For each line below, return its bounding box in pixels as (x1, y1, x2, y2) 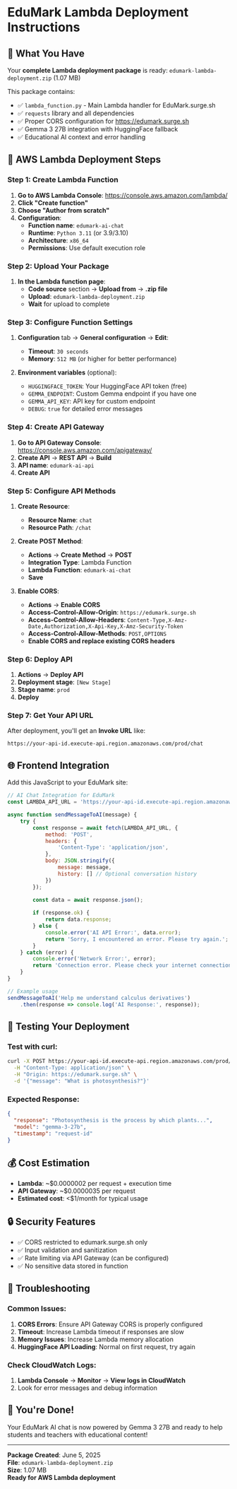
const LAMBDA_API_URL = (7, 799, 78, 806)
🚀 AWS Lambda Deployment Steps (7, 153, 162, 166)
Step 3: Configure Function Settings (7, 317, 133, 327)
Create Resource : (17, 502, 71, 510)
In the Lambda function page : (17, 277, 106, 286)
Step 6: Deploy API (7, 654, 73, 664)
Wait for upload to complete (28, 300, 110, 308)
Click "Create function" (17, 199, 88, 207)
